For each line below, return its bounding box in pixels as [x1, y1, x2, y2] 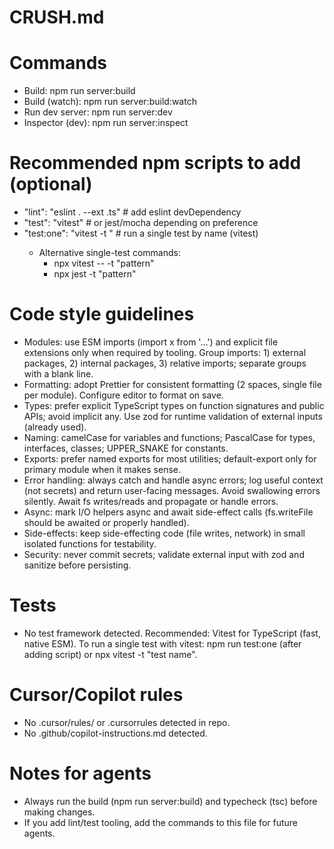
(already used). [23, 421, 87, 433]
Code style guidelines [9, 303, 195, 326]
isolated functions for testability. [23, 538, 157, 550]
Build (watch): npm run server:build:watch [23, 96, 197, 108]
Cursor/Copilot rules [9, 684, 184, 706]
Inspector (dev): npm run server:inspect [23, 117, 189, 129]
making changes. [23, 806, 96, 818]
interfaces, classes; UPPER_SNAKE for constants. [23, 442, 229, 454]
